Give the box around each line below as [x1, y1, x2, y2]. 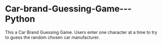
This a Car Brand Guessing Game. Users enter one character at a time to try [5, 29, 158, 35]
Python [5, 13, 35, 24]
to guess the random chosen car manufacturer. [5, 34, 100, 40]
